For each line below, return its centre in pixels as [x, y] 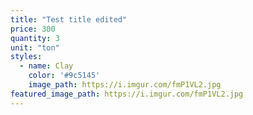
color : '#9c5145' [64, 76]
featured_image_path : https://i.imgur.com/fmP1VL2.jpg [127, 94]
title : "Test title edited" [69, 19]
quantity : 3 [35, 38]
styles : [26, 57]
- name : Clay [46, 66]
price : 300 [33, 29]
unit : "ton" [35, 47]
